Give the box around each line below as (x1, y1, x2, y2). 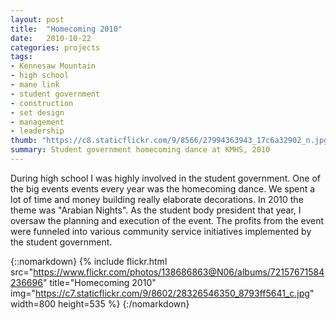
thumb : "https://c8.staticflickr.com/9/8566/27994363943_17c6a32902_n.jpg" (10, 136, 333, 146)
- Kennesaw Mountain (10, 61, 97, 71)
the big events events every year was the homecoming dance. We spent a (10, 182, 316, 195)
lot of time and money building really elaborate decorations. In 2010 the (10, 193, 304, 205)
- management (10, 117, 65, 127)
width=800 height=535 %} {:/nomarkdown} (10, 297, 190, 310)
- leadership (10, 126, 65, 136)
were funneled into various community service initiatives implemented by (10, 225, 312, 237)
